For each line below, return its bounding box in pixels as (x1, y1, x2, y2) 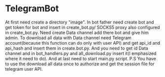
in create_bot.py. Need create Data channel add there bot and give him (5, 29, 149, 35)
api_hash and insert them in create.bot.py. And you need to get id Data (5, 45, 149, 51)
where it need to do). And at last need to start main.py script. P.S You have (5, 55, 156, 61)
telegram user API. (5, 66, 43, 72)
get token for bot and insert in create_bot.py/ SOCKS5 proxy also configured (5, 24, 160, 30)
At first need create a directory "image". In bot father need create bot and (5, 19, 154, 25)
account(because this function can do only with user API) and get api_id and (5, 40, 161, 46)
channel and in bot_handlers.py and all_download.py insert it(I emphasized (5, 50, 157, 56)
